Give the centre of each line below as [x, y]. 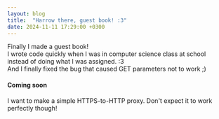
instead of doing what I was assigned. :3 [66, 62]
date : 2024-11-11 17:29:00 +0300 [56, 27]
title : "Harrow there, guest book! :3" [67, 20]
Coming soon [27, 85]
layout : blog [26, 14]
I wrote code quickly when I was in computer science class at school [107, 54]
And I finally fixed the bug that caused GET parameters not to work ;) [107, 69]
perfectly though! [32, 108]
